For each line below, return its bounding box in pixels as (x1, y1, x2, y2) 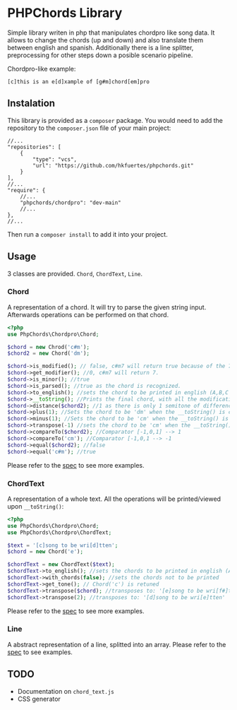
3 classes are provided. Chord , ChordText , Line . (7, 269, 143, 278)
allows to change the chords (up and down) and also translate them (7, 35, 204, 44)
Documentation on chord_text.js (17, 687, 115, 695)
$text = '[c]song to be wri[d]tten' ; (7, 542, 119, 549)
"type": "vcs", (32, 155, 78, 163)
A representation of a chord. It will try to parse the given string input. (7, 302, 207, 312)
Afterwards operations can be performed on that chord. (7, 310, 169, 319)
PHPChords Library (7, 5, 123, 21)
